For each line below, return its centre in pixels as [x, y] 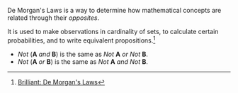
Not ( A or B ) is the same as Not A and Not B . [83, 61]
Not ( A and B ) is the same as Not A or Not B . [83, 54]
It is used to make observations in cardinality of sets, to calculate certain [113, 32]
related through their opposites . [53, 18]
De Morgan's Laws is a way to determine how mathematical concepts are [114, 10]
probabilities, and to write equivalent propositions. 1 [81, 40]
